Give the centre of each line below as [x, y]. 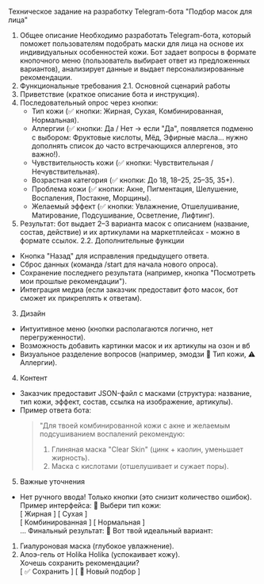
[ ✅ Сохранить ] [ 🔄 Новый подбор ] [80, 571]
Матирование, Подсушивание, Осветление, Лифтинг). [123, 215]
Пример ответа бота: [55, 410]
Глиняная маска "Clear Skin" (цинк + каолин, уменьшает [147, 449]
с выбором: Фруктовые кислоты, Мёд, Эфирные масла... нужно [140, 137]
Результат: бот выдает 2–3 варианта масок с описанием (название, [134, 224]
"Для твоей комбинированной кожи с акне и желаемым [135, 425]
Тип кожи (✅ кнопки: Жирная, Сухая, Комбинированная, [127, 111]
